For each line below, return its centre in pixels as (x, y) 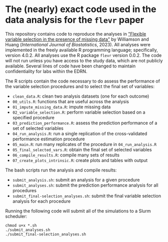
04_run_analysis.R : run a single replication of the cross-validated (80, 133)
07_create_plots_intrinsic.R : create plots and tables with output (80, 160)
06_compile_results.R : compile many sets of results (66, 155)
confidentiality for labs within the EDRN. (46, 71)
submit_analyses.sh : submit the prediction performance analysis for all (86, 185)
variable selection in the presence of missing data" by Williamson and (77, 39)
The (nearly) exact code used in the (81, 9)
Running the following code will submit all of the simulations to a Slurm (78, 211)
